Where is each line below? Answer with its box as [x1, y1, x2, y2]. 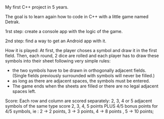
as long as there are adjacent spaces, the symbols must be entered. [12, 78, 150, 84]
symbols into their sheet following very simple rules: [5, 58, 111, 63]
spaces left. [12, 89, 36, 94]
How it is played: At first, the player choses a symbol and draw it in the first [5, 48, 157, 53]
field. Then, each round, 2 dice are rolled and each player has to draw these [5, 53, 159, 59]
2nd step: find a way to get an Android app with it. [5, 38, 107, 44]
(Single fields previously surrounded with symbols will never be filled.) [12, 73, 155, 78]
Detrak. [5, 19, 20, 25]
